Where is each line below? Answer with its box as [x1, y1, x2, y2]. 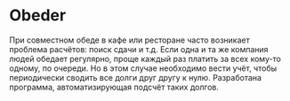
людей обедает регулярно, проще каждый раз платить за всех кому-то [9, 53, 282, 64]
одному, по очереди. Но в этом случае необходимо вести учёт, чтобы [9, 63, 278, 74]
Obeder [9, 5, 67, 26]
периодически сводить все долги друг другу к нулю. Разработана [9, 72, 262, 82]
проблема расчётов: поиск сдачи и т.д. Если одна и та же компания [9, 43, 269, 54]
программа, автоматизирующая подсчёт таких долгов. [9, 82, 220, 92]
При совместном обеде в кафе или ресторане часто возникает [9, 35, 251, 45]
